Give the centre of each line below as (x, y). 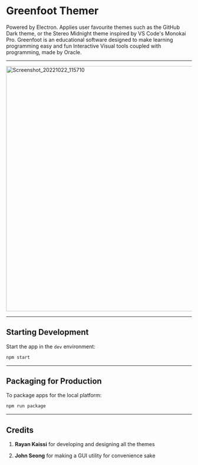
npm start (18, 357)
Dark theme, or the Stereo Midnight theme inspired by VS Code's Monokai (96, 33)
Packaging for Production (54, 381)
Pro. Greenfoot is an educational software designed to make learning (90, 39)
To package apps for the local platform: (54, 395)
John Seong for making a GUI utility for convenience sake (85, 456)
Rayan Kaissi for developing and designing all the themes (85, 444)
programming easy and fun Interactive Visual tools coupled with (84, 46)
